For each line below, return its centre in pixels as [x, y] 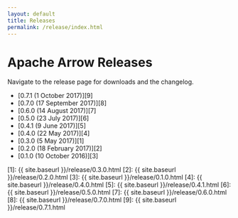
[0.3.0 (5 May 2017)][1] [51, 141]
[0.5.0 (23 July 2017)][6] [53, 119]
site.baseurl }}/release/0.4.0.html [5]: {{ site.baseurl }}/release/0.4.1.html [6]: [119, 185]
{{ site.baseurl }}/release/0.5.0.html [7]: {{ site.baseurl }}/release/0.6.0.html [117, 192]
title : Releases [31, 21]
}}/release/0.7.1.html [36, 207]
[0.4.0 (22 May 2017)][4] [54, 133]
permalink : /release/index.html [55, 27]
